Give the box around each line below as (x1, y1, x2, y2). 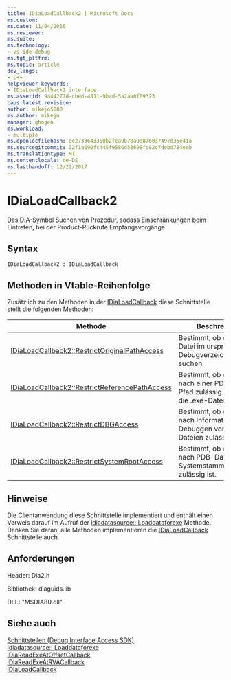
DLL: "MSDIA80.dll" (7, 598, 63, 606)
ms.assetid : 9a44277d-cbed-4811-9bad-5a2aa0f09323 (7, 93, 155, 100)
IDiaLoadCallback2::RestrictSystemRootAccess (10, 457, 164, 466)
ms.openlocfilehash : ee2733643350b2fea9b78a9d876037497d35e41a (7, 138, 192, 145)
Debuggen (178, 424, 213, 433)
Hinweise (7, 492, 48, 505)
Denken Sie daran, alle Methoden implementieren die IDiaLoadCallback (7, 526, 208, 534)
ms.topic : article (7, 61, 60, 68)
